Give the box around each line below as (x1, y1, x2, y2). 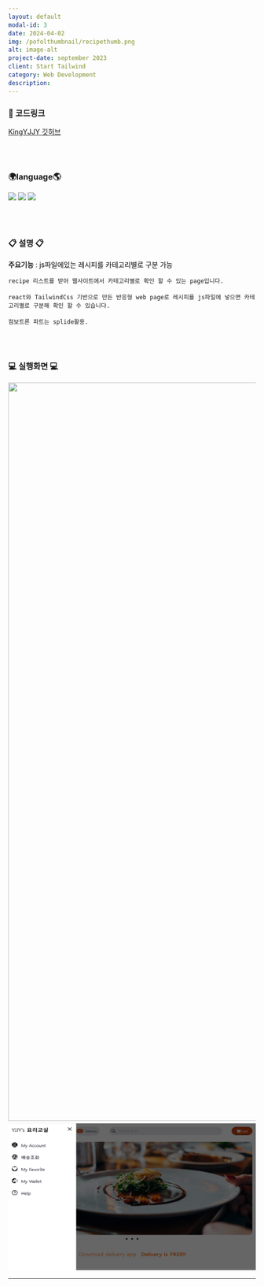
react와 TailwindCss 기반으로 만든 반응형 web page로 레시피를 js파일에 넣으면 (8, 293, 241, 301)
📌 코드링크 (8, 107, 46, 118)
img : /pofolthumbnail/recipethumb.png (8, 38, 135, 46)
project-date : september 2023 (8, 54, 108, 62)
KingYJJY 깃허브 (8, 127, 61, 136)
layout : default (8, 13, 61, 20)
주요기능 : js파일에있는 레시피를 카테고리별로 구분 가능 (8, 260, 173, 269)
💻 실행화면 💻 (8, 361, 59, 372)
